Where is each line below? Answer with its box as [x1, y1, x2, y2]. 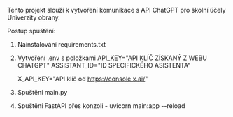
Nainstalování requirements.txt [17, 40, 106, 48]
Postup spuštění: [7, 27, 56, 35]
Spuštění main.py [17, 88, 68, 96]
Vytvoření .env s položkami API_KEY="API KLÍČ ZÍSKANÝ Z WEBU [17, 54, 208, 62]
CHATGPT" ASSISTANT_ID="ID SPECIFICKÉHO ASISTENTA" [17, 61, 191, 69]
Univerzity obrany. [7, 13, 61, 22]
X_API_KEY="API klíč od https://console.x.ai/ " [17, 75, 148, 83]
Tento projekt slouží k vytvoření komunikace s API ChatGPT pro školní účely [7, 6, 226, 14]
